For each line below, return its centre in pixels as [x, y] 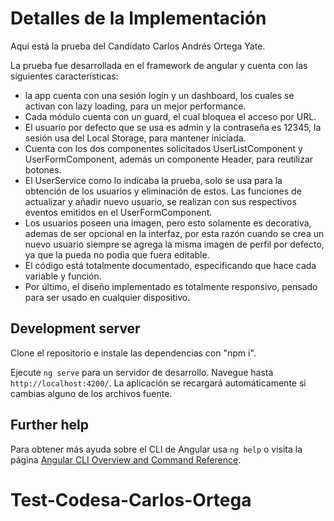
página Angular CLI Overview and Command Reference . [126, 459]
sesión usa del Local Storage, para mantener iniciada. [135, 138]
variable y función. [63, 276]
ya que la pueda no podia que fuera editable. [117, 254]
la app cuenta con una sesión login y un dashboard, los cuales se [159, 95]
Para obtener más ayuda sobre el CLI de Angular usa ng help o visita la [156, 449]
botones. [43, 169]
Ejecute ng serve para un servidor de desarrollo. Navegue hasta [142, 372]
